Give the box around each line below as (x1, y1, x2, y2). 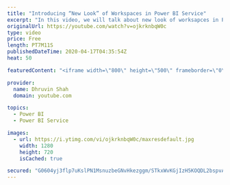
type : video (7, 29, 41, 36)
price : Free (7, 36, 41, 42)
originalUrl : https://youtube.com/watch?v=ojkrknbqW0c (7, 23, 167, 29)
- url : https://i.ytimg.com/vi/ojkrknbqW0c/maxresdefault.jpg (13, 136, 194, 143)
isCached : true (19, 155, 63, 162)
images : (7, 129, 29, 136)
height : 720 (19, 149, 53, 156)
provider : (7, 79, 36, 86)
